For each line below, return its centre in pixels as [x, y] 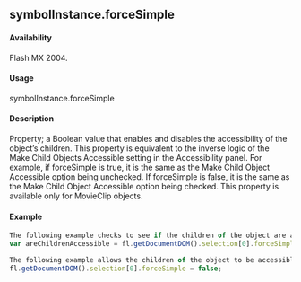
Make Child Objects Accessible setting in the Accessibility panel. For [136, 158]
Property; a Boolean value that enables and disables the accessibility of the [148, 139]
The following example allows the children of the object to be [132, 260]
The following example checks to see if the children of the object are [148, 236]
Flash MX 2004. [39, 57]
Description [32, 119]
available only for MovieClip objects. [76, 196]
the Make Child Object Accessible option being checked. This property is [144, 186]
